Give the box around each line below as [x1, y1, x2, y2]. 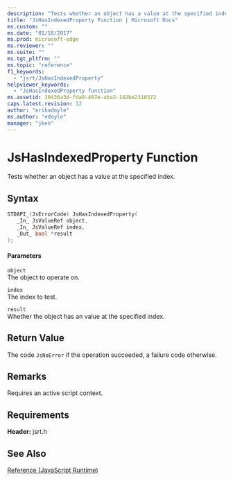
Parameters [7, 252, 42, 260]
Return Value [7, 332, 64, 344]
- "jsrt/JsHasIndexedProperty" [13, 74, 104, 82]
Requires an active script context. [7, 389, 103, 397]
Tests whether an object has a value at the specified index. [7, 173, 175, 181]
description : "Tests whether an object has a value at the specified [7, 10, 213, 17]
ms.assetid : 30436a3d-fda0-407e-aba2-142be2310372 [7, 94, 157, 101]
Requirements [7, 409, 69, 421]
